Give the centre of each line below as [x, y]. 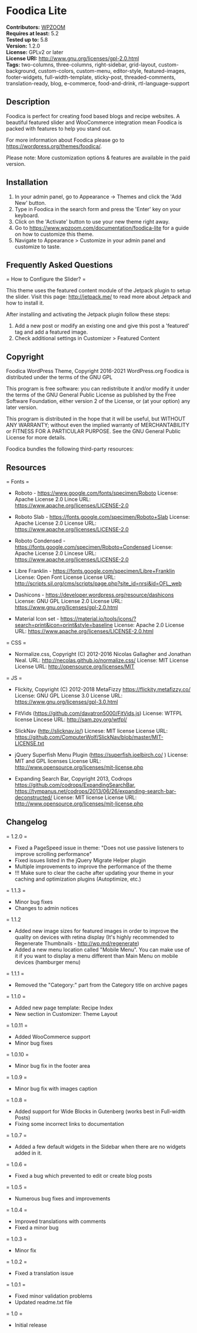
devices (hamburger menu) [48, 962]
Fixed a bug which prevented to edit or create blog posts [83, 1175]
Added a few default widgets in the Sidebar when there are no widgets [100, 1147]
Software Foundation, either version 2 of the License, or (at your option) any [98, 401]
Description [28, 102]
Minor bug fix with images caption [56, 1088]
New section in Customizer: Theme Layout [66, 1014]
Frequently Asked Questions [60, 265]
